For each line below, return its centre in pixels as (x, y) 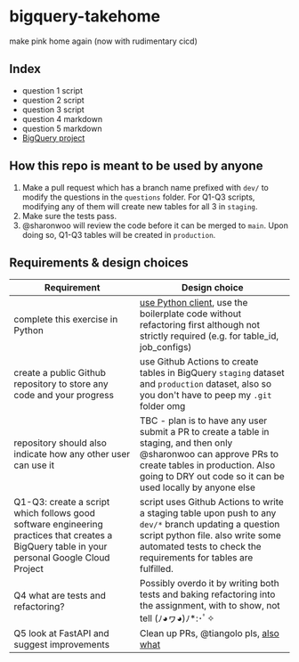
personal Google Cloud (62, 558)
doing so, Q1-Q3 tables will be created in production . (119, 234)
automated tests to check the (200, 547)
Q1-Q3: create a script (62, 503)
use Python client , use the (194, 303)
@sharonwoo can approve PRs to (209, 454)
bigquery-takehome (85, 16)
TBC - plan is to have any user (203, 421)
